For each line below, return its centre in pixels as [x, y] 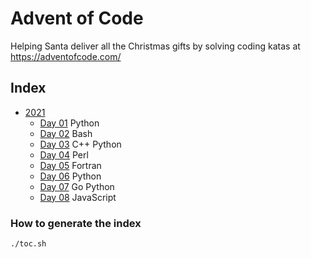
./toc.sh [28, 244]
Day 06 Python [70, 176]
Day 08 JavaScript [78, 197]
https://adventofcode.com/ [66, 56]
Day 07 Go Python [77, 186]
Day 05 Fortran [70, 165]
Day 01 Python [69, 123]
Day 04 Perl [64, 154]
